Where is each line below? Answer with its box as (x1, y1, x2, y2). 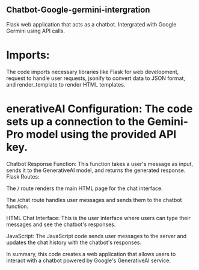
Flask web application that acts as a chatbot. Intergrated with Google (6, 20, 177, 28)
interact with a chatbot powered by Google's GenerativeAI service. (6, 257, 171, 264)
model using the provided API (26, 127, 177, 141)
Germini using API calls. (6, 27, 65, 34)
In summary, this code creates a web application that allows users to (6, 250, 176, 257)
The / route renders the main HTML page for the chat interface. (6, 185, 164, 192)
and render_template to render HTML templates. (6, 81, 126, 88)
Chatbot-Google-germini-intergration (6, 5, 150, 15)
